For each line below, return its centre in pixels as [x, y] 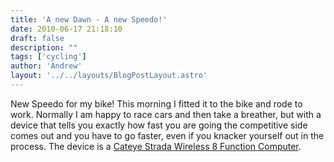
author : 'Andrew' [46, 66]
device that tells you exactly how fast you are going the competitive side [159, 125]
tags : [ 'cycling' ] [48, 57]
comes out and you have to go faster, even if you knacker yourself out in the [167, 135]
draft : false [37, 38]
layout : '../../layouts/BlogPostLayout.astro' [109, 76]
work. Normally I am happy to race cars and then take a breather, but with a [166, 114]
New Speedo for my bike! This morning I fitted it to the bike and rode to [156, 103]
